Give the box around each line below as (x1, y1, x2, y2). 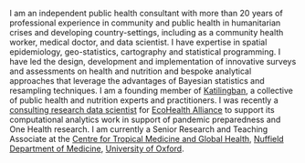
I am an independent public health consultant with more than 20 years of (9, 8, 283, 18)
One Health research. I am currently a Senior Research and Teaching (9, 124, 268, 135)
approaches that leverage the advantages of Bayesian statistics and (9, 76, 265, 86)
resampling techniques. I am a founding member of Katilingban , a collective (9, 86, 294, 96)
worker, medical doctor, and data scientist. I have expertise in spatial (9, 36, 268, 47)
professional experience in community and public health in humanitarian (9, 17, 281, 28)
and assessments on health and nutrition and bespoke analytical (9, 66, 252, 76)
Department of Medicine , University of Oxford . (9, 143, 184, 154)
